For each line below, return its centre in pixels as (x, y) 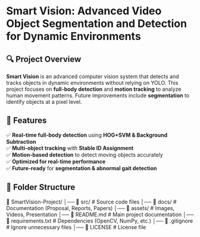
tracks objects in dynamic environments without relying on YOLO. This (92, 83)
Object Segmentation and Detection (97, 24)
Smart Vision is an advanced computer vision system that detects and (93, 76)
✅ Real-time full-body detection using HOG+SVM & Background (87, 135)
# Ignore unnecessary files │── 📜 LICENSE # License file (76, 227)
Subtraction (21, 141)
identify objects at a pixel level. (44, 102)
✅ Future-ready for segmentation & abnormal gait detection (82, 168)
